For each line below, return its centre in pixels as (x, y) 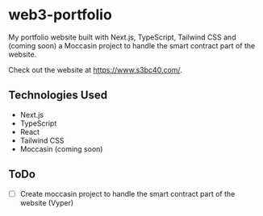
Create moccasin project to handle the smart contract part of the (127, 193)
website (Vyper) (47, 202)
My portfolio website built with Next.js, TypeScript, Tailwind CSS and (122, 37)
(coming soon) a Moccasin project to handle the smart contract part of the (132, 45)
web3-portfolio (61, 15)
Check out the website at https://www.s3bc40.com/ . (96, 69)
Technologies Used (58, 96)
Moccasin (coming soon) (61, 149)
